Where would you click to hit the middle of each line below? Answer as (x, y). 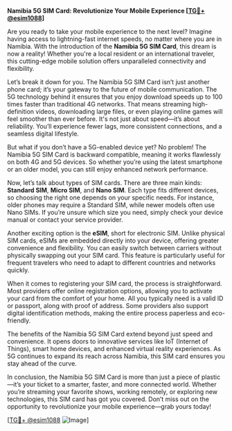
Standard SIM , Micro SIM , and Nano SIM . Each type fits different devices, (113, 190)
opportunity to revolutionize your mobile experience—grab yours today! (109, 406)
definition (21, 112)
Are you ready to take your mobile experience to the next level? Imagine (110, 32)
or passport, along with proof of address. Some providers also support (108, 306)
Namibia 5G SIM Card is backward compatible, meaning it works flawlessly (114, 154)
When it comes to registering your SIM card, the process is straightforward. (115, 284)
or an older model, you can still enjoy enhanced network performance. (108, 169)
